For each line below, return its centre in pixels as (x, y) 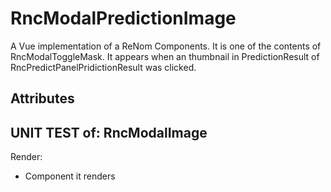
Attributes (42, 98)
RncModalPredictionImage (123, 18)
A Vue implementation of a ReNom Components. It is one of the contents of (166, 46)
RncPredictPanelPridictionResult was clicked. (103, 67)
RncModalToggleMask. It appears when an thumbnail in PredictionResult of (165, 56)
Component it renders (70, 176)
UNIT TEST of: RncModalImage (109, 132)
